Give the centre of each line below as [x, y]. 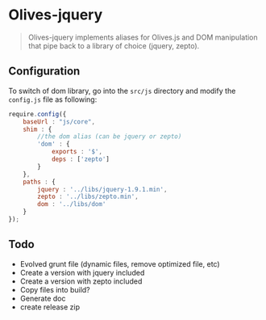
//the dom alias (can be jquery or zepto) [110, 137]
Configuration [44, 72]
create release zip [50, 307]
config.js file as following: [53, 99]
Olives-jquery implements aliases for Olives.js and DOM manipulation [143, 37]
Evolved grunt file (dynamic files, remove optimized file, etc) [120, 263]
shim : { [37, 129]
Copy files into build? [55, 289]
